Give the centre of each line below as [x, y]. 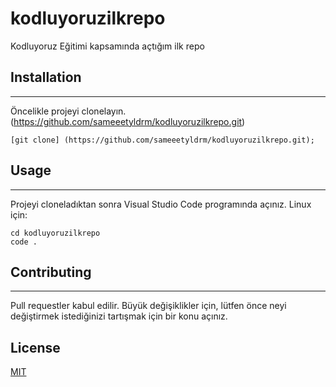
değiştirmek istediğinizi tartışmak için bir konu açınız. [119, 316]
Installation [46, 77]
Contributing [51, 272]
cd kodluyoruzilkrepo [55, 233]
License [35, 347]
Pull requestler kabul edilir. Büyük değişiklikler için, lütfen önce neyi [148, 306]
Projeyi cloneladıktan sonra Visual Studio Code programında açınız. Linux [161, 204]
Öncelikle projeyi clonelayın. [68, 111]
